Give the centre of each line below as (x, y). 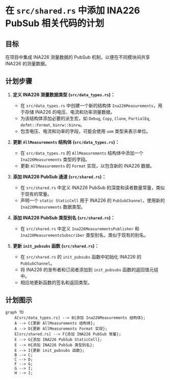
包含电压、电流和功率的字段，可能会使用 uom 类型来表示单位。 (85, 131)
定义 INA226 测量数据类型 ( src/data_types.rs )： (64, 94)
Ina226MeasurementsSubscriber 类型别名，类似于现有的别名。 (84, 235)
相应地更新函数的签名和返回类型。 (56, 282)
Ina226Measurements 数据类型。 (53, 207)
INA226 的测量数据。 (27, 64)
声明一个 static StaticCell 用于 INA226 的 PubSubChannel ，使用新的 (92, 200)
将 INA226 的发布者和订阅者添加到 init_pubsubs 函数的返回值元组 (89, 269)
